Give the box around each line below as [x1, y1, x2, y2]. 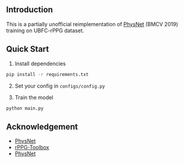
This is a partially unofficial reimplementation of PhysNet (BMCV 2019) [6, 20, 179, 27]
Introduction [6, 5, 53, 15]
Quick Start [6, 44, 49, 54]
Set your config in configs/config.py [14, 82, 105, 89]
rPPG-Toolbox [14, 144, 49, 151]
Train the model [14, 93, 53, 101]
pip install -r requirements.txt [6, 71, 89, 77]
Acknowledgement [6, 121, 78, 131]
